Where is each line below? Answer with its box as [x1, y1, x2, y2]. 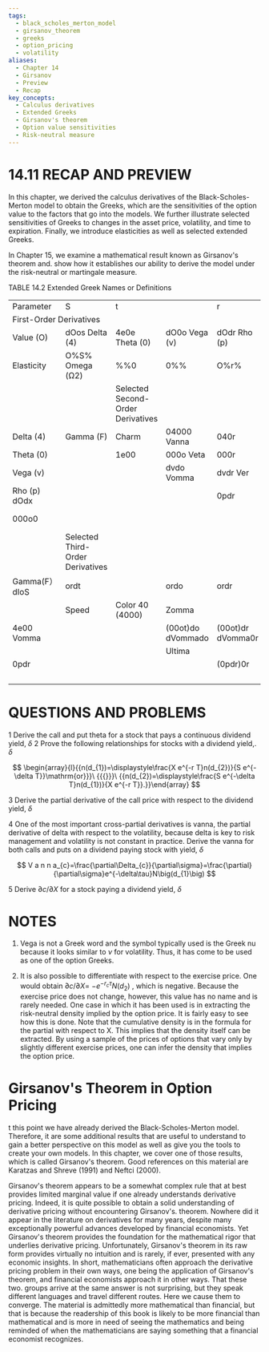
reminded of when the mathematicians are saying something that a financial [8, 1326, 259, 1335]
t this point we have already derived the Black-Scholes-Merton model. [8, 1123, 239, 1132]
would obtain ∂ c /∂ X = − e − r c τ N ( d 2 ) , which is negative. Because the [19, 979, 239, 992]
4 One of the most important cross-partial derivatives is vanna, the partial [8, 819, 251, 829]
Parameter [12, 301, 52, 312]
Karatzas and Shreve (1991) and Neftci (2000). [8, 1165, 162, 1175]
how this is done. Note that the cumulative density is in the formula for [19, 1017, 252, 1027]
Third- [65, 541, 90, 552]
